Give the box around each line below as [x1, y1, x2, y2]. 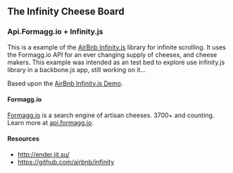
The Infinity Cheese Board [7, 6, 125, 18]
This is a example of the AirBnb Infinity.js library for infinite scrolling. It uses [7, 42, 227, 52]
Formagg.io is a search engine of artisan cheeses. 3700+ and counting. [7, 111, 215, 119]
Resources [7, 134, 40, 143]
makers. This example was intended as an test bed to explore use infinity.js [7, 58, 225, 66]
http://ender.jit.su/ [17, 150, 70, 159]
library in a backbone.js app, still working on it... [7, 65, 146, 73]
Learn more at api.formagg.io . [7, 118, 94, 126]
